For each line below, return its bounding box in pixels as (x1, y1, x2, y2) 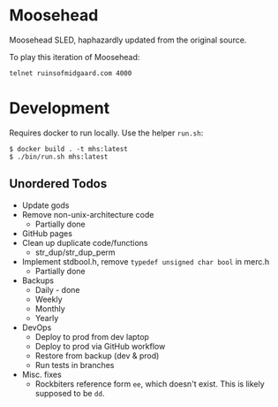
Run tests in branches (34, 359, 115, 370)
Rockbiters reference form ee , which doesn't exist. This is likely (34, 378, 265, 389)
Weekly (34, 294, 64, 304)
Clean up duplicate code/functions (21, 237, 148, 248)
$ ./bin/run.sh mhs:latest (9, 152, 109, 161)
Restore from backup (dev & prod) (34, 350, 160, 361)
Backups (21, 275, 55, 286)
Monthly (34, 303, 66, 314)
